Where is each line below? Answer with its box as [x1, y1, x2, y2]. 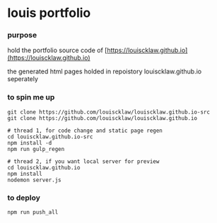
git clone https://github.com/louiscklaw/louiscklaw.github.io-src [7, 108, 211, 116]
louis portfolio [7, 5, 91, 21]
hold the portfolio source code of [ [7, 46, 107, 54]
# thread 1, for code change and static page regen [7, 127, 163, 134]
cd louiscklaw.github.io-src [7, 133, 93, 140]
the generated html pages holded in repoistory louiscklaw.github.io [7, 67, 202, 76]
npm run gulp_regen [7, 145, 65, 152]
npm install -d [7, 139, 52, 146]
